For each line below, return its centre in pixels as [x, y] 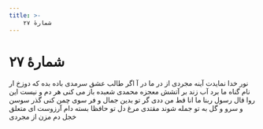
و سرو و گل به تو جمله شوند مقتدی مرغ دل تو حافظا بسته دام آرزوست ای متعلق [126, 109]
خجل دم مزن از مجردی [43, 117]
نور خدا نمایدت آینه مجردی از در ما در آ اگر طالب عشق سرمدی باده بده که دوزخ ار [129, 83]
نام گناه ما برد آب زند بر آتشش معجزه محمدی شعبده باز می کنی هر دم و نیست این [130, 92]
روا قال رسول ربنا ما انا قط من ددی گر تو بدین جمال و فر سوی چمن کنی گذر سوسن [132, 100]
